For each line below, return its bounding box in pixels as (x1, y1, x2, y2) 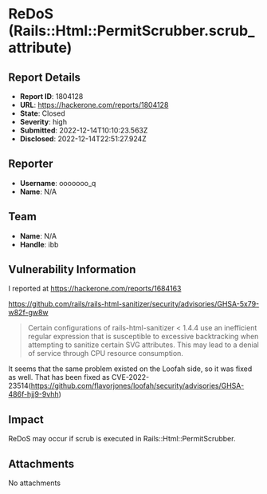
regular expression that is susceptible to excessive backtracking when (27, 332, 259, 342)
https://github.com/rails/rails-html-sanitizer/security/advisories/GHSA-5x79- (8, 299, 260, 309)
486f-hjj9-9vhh (8, 389, 59, 399)
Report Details (8, 70, 81, 84)
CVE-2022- (111, 373, 150, 382)
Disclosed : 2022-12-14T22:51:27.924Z (19, 134, 147, 144)
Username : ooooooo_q (19, 178, 96, 188)
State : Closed (19, 109, 65, 118)
